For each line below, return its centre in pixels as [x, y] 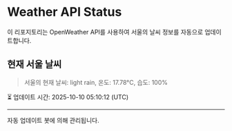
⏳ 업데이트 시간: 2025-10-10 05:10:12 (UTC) [68, 97]
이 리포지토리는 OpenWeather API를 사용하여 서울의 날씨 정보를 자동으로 [105, 32]
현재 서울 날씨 [35, 64]
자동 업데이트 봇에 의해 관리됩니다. [53, 120]
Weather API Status [65, 12]
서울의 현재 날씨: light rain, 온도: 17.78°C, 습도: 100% [96, 82]
